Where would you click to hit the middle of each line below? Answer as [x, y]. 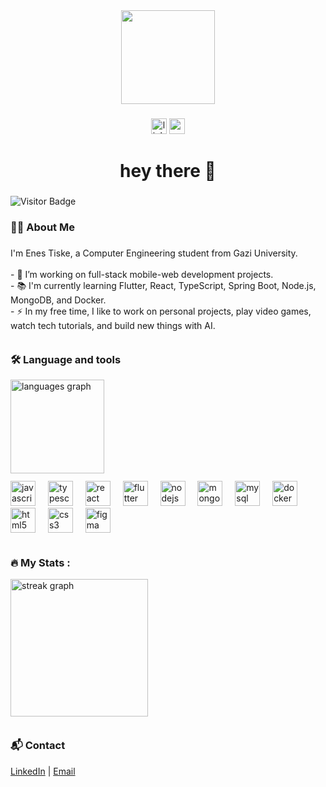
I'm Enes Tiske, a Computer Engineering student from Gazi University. [154, 253]
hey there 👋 [168, 171]
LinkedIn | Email [43, 771]
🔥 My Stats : [40, 563]
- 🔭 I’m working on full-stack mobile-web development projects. [142, 274]
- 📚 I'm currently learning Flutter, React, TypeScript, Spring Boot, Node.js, [163, 285]
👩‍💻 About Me [42, 227]
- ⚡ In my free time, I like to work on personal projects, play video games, [161, 311]
